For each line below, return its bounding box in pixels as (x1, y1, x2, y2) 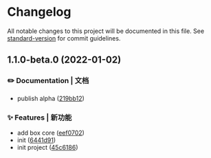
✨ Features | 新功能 (7, 113, 72, 122)
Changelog (7, 4, 71, 20)
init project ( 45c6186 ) (16, 143, 78, 151)
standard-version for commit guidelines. (7, 34, 121, 42)
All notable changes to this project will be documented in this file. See (7, 27, 205, 35)
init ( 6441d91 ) (16, 135, 56, 144)
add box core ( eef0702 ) (16, 128, 85, 137)
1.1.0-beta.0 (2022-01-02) (7, 54, 122, 66)
